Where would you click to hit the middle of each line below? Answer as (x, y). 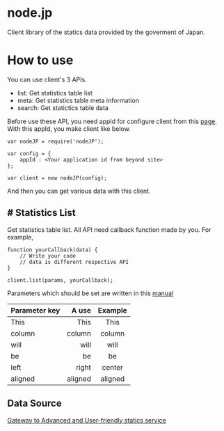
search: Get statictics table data (63, 108)
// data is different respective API (74, 262)
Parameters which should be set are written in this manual (90, 293)
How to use (40, 60)
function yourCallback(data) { (53, 250)
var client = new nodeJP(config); (57, 178)
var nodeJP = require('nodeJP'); (56, 141)
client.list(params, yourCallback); (60, 280)
